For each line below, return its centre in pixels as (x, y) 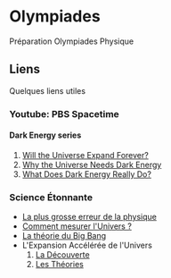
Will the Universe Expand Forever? (85, 155)
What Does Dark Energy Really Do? (86, 174)
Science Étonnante (51, 197)
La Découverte (63, 255)
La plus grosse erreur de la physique (90, 217)
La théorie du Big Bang (64, 236)
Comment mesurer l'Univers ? (77, 226)
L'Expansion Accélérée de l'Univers (87, 245)
